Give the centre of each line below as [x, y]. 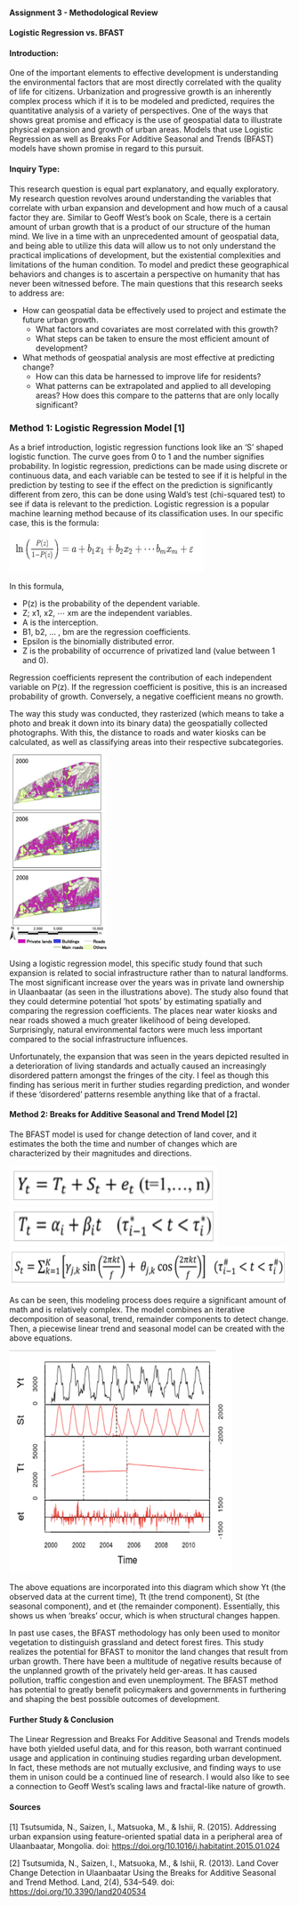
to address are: [37, 293]
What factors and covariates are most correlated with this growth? [157, 328]
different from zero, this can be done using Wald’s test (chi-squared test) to [147, 494]
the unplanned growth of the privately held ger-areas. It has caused [133, 1671]
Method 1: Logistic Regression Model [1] [97, 427]
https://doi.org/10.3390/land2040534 [78, 1891]
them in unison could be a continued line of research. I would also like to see [149, 1777]
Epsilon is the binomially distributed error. [98, 641]
